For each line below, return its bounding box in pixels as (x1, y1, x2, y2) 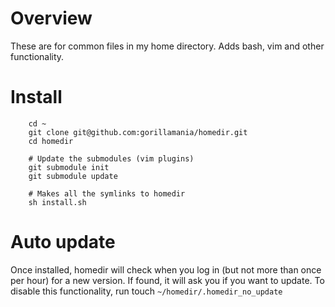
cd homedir (28, 136, 74, 146)
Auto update (10, 231, 116, 254)
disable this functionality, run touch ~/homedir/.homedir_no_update (10, 285, 283, 297)
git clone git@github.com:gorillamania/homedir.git (28, 127, 248, 137)
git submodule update (28, 171, 118, 181)
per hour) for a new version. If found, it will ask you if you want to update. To (10, 274, 325, 286)
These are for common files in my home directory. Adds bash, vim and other (10, 40, 325, 52)
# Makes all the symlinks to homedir (28, 188, 186, 199)
